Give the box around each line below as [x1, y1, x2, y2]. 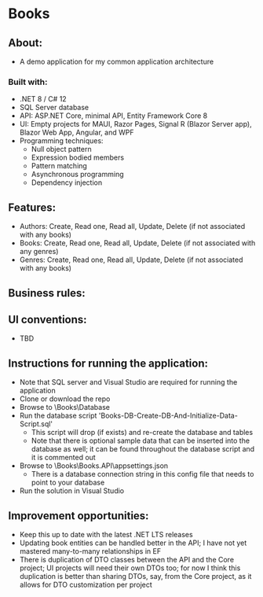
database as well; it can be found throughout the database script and [31, 444, 255, 454]
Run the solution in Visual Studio [19, 486, 124, 496]
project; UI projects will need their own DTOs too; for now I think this [19, 563, 241, 573]
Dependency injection [31, 178, 103, 187]
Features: [8, 201, 57, 214]
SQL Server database [19, 103, 89, 112]
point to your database [31, 477, 105, 488]
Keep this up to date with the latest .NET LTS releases [19, 529, 194, 539]
